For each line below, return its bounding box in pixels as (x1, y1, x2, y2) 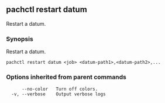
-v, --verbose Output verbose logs (11, 91, 106, 97)
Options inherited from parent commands (6, 73, 127, 81)
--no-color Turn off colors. (21, 86, 98, 92)
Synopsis (6, 35, 33, 43)
